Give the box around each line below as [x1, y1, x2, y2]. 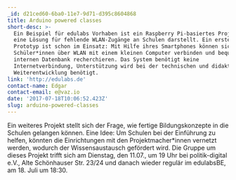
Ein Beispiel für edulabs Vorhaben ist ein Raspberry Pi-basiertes [13, 30, 216, 37]
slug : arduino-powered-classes [7, 102, 99, 109]
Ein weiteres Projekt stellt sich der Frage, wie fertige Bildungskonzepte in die [7, 121, 229, 129]
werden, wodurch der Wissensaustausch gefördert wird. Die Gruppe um [7, 143, 216, 152]
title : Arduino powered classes [7, 17, 102, 24]
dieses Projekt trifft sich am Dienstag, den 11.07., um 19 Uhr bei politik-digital [7, 150, 228, 159]
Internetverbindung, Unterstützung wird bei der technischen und [13, 63, 209, 70]
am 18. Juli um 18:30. [7, 166, 68, 174]
